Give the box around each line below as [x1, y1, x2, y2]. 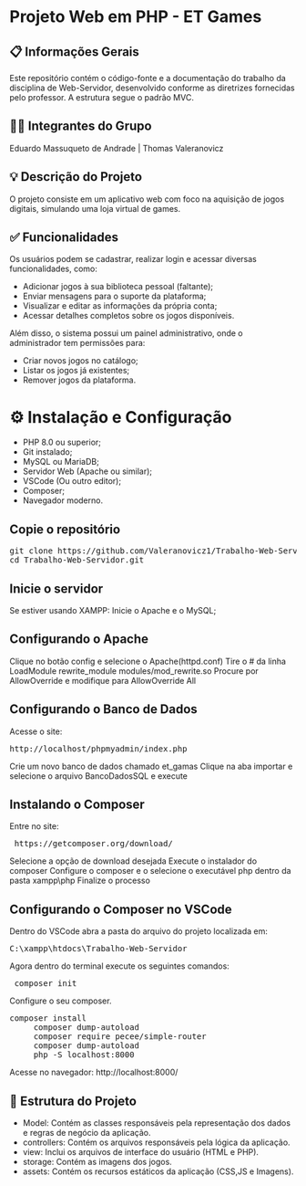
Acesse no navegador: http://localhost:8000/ [9, 1066, 178, 1078]
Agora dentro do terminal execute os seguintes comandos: [9, 960, 229, 971]
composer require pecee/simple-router [33, 1032, 207, 1042]
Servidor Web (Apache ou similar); [22, 466, 153, 477]
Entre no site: [9, 821, 59, 832]
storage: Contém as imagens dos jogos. [22, 1157, 173, 1168]
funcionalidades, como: [9, 263, 98, 275]
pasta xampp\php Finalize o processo [9, 875, 150, 887]
